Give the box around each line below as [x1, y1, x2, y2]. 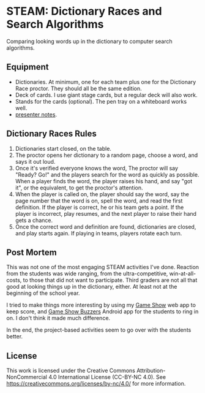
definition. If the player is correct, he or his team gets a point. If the [15, 204, 184, 211]
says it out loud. [15, 158, 56, 165]
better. [6, 333, 23, 340]
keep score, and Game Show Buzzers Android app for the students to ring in [6, 308, 199, 315]
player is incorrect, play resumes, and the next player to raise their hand [15, 210, 197, 217]
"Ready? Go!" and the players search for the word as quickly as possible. [15, 170, 199, 178]
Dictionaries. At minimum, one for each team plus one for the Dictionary [15, 78, 196, 85]
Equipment [6, 62, 49, 72]
